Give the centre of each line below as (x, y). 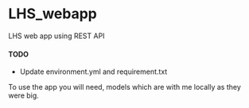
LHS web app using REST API (56, 36)
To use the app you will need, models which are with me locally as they (124, 87)
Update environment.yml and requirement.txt (93, 71)
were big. (24, 95)
